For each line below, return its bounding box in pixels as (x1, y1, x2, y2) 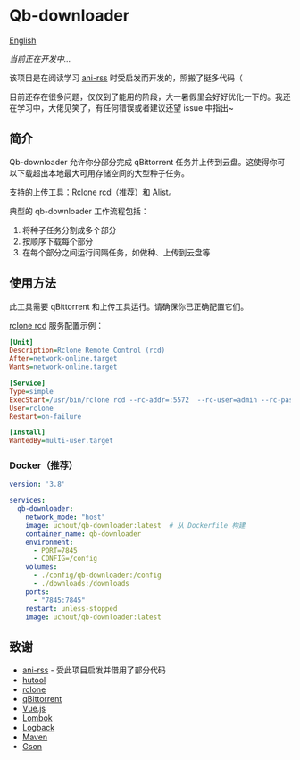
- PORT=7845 (32, 546, 78, 555)
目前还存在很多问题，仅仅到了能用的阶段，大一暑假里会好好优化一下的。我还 (9, 91, 291, 102)
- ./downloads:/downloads (32, 580, 129, 589)
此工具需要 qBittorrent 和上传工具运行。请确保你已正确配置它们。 (9, 301, 248, 312)
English (9, 35, 37, 46)
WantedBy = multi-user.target (9, 437, 114, 446)
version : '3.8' (9, 480, 66, 489)
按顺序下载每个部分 (21, 236, 94, 246)
